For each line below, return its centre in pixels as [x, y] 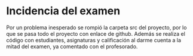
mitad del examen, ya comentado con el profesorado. [72, 46]
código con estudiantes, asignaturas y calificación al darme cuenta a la [94, 40]
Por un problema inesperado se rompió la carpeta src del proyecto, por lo [96, 27]
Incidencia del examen [63, 11]
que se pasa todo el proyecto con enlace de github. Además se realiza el [96, 33]
